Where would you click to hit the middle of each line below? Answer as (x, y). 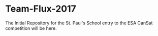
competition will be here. (31, 28)
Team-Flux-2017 (41, 9)
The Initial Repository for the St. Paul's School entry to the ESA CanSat (79, 23)
